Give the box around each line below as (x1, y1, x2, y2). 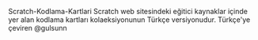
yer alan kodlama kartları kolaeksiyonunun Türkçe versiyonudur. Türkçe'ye (8, 15, 251, 24)
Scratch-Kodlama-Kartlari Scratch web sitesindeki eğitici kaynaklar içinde (8, 7, 248, 16)
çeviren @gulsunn (8, 24, 67, 32)
